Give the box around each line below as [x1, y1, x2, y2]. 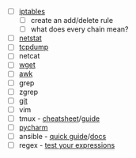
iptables [18, 7, 45, 16]
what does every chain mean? [30, 24, 129, 34]
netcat [18, 51, 40, 61]
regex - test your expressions [18, 140, 115, 149]
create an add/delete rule [30, 16, 114, 25]
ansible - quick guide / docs [18, 131, 107, 141]
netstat [18, 33, 43, 43]
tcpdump [18, 43, 49, 52]
